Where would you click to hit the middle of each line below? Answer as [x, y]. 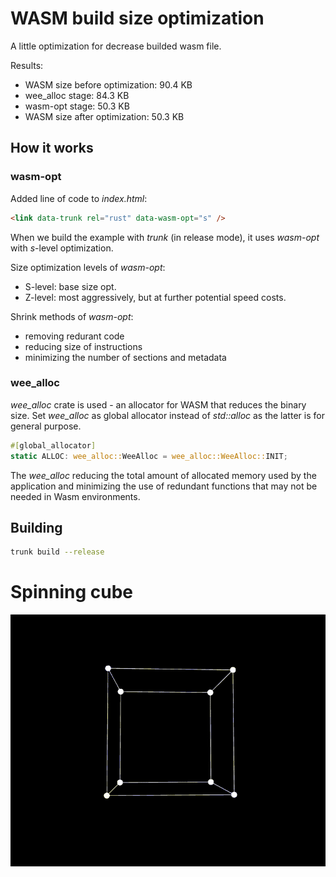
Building [36, 527]
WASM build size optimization [137, 18]
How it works [52, 148]
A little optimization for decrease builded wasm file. [116, 46]
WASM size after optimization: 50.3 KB [104, 116]
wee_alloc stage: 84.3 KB [77, 95]
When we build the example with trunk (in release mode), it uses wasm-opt [165, 237]
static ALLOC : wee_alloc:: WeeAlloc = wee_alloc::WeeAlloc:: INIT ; [149, 456]
